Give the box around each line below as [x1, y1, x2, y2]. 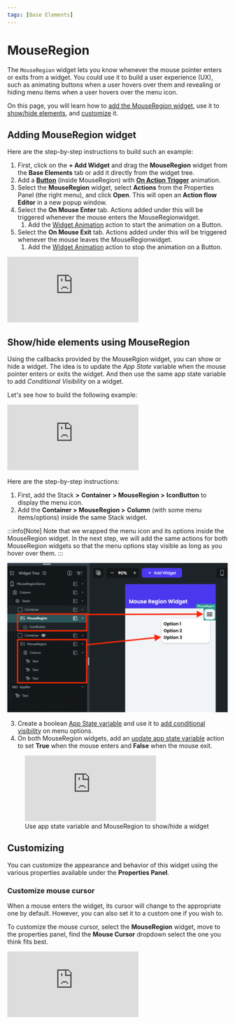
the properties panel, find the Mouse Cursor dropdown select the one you [7, 930, 222, 938]
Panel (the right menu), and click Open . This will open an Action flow [17, 191, 217, 199]
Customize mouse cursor [7, 885, 95, 895]
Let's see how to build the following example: [7, 391, 138, 399]
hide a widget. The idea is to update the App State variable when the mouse [7, 363, 226, 371]
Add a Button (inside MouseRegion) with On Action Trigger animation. [17, 176, 221, 185]
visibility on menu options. [17, 727, 93, 735]
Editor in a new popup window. [17, 198, 107, 206]
